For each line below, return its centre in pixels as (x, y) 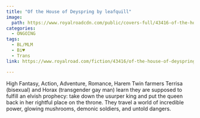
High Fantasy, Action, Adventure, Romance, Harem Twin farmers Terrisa (94, 83)
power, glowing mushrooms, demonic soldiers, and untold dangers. (89, 109)
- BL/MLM (22, 45)
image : (14, 17)
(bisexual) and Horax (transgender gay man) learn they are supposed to (94, 90)
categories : (21, 28)
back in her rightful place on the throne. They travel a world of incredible (95, 102)
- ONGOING (24, 34)
